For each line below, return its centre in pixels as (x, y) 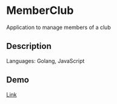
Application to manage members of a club (59, 27)
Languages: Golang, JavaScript (45, 60)
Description (29, 46)
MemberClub (40, 11)
